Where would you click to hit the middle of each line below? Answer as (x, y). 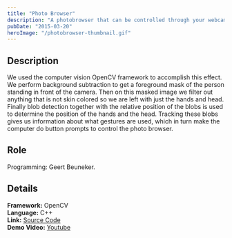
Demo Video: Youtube (39, 227)
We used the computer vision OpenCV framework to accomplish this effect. (115, 77)
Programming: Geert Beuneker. (51, 167)
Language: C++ (30, 212)
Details (22, 189)
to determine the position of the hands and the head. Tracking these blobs (113, 114)
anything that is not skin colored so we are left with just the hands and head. (116, 99)
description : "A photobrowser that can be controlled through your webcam (117, 20)
